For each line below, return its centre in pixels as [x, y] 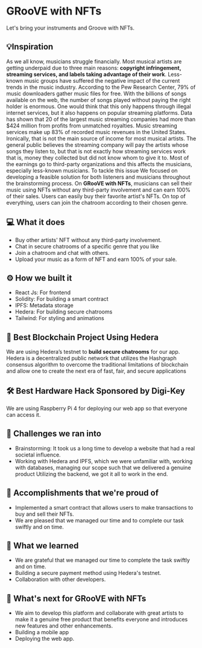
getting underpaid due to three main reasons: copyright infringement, [94, 68]
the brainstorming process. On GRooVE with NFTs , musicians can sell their [99, 183]
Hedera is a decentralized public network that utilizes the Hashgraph [91, 358]
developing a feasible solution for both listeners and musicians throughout [98, 177]
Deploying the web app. [45, 639]
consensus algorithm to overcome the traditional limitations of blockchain [97, 365]
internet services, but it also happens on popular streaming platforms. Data [99, 112]
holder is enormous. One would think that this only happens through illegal [99, 106]
